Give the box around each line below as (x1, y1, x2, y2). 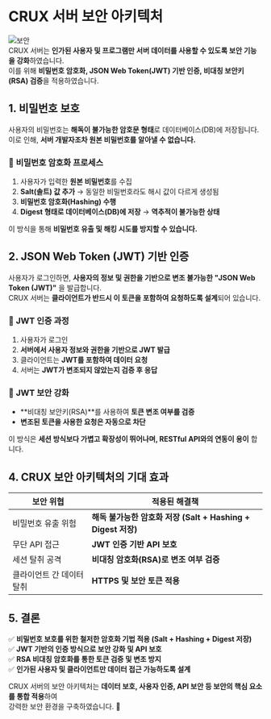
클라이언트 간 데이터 (12, 569, 85, 580)
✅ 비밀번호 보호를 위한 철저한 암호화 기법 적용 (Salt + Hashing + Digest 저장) (8, 634, 252, 644)
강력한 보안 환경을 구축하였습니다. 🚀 (8, 702, 121, 712)
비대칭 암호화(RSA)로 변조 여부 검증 (91, 554, 220, 565)
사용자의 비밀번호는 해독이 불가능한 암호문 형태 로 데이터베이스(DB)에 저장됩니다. (8, 124, 260, 134)
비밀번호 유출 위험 (12, 517, 77, 529)
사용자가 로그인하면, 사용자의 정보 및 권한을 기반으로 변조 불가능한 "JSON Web (8, 272, 256, 282)
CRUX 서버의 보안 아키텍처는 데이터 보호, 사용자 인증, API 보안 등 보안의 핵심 (8, 682, 248, 692)
